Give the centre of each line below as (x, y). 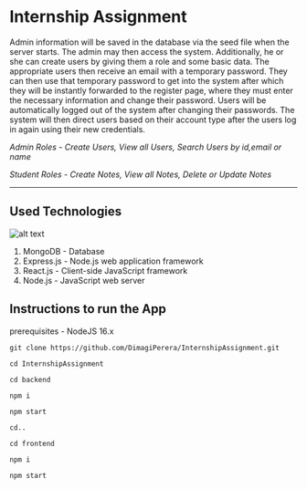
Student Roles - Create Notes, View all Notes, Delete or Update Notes (141, 174)
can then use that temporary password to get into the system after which (147, 80)
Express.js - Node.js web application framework (113, 261)
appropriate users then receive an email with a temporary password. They (148, 71)
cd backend (30, 380)
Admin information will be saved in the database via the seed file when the (149, 42)
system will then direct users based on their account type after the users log (153, 120)
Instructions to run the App (88, 309)
